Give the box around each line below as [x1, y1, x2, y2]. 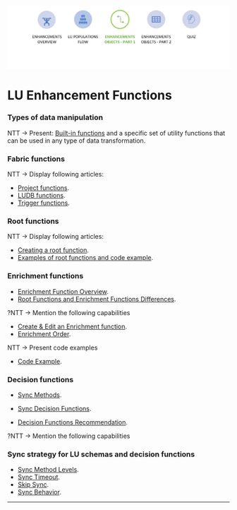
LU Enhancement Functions [7, 88, 173, 104]
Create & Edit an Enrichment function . [17, 322, 128, 331]
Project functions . [17, 183, 70, 192]
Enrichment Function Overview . [17, 287, 109, 295]
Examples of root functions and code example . [17, 254, 154, 262]
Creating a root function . [17, 246, 90, 254]
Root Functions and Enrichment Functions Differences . [17, 295, 176, 303]
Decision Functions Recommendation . [17, 417, 128, 426]
